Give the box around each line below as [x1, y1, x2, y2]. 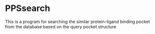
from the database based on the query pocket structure [5, 23, 117, 29]
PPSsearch [5, 3, 51, 14]
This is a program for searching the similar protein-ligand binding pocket [5, 19, 150, 24]
